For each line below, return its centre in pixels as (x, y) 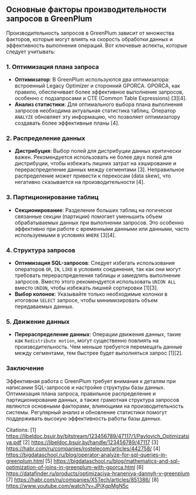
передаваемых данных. (44, 306)
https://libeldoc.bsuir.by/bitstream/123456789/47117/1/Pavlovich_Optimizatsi (98, 436)
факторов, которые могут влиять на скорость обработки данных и (90, 39)
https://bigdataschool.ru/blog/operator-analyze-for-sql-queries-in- (87, 455)
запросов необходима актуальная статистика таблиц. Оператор (95, 111)
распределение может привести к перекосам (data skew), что (93, 176)
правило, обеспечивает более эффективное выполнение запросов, (99, 92)
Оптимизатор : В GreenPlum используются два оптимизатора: (92, 80)
